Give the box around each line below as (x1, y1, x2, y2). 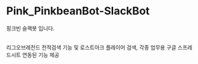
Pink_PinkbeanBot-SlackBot (6, 4, 150, 18)
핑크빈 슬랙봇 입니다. (6, 25, 55, 32)
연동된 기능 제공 (22, 51, 60, 58)
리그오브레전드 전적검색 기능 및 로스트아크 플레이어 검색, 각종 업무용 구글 (6, 44, 176, 51)
